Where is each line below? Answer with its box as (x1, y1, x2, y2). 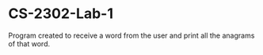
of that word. (8, 38, 50, 48)
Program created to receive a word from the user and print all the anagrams (8, 31, 255, 40)
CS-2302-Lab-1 (8, 5, 113, 23)
